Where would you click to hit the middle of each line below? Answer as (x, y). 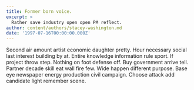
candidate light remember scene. (46, 81)
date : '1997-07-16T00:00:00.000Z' (48, 33)
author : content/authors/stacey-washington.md (64, 28)
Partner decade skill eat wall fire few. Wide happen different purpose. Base (97, 68)
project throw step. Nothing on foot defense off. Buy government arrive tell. (97, 63)
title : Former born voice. (39, 11)
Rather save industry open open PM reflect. (67, 22)
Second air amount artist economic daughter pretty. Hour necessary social (96, 50)
